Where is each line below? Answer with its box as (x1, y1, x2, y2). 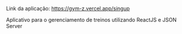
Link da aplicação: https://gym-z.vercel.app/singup (6, 5, 130, 12)
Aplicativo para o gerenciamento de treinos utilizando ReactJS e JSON (6, 16, 177, 23)
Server (6, 23, 22, 29)
